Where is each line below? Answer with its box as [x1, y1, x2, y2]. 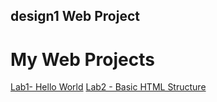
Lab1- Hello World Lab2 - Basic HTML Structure [10, 81, 207, 93]
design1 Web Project [10, 8, 140, 25]
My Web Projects [10, 48, 155, 71]
